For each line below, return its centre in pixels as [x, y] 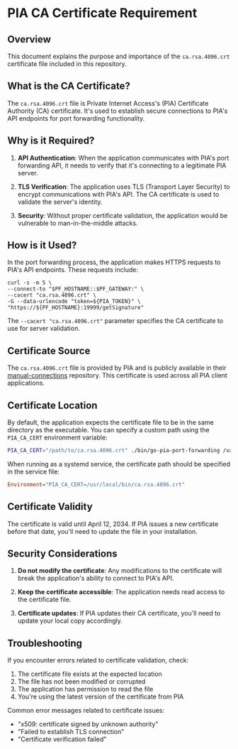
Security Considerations [63, 554]
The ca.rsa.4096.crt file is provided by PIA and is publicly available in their [117, 368]
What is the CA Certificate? [69, 86]
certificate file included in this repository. [67, 64]
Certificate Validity [50, 507]
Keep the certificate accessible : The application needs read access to [121, 592]
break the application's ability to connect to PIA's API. [96, 578]
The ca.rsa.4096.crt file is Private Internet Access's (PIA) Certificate [108, 103]
